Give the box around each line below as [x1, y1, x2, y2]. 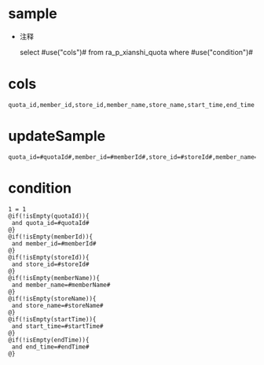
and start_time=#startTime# [11, 322, 104, 330]
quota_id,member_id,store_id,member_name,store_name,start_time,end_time [8, 101, 255, 109]
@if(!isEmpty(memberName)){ [8, 274, 101, 282]
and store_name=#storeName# [11, 301, 104, 309]
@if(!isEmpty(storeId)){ [8, 253, 90, 261]
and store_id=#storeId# [11, 260, 90, 268]
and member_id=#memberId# [11, 239, 97, 248]
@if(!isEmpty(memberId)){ [8, 233, 93, 241]
